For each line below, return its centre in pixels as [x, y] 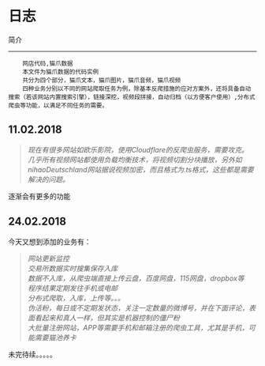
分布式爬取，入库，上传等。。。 [76, 298]
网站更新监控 [48, 258]
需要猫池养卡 [55, 338]
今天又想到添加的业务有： [50, 241]
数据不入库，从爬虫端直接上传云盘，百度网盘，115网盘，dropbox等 [136, 278]
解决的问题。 [48, 179]
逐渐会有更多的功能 [39, 196]
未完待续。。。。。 [32, 354]
